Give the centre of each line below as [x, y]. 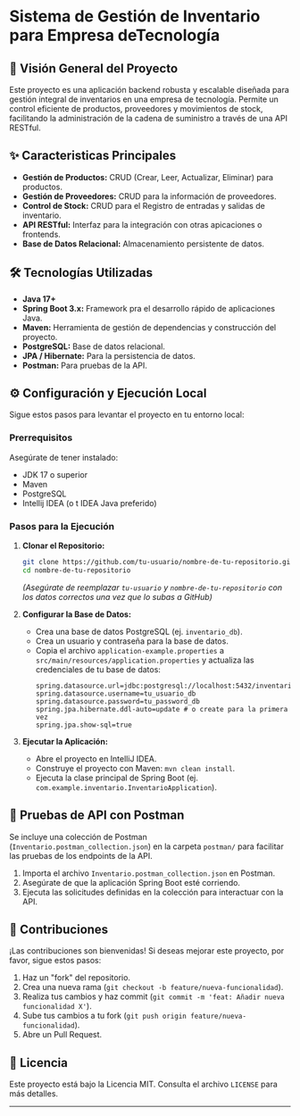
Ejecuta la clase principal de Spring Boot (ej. [117, 778]
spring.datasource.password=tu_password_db [118, 701]
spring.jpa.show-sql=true [83, 725]
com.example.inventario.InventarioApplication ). [126, 787]
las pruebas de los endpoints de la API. [81, 855]
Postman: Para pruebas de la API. [84, 365]
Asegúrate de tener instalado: [64, 457]
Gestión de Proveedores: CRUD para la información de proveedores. [149, 196]
